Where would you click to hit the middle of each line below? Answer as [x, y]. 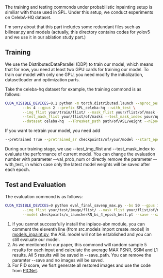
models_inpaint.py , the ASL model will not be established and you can [82, 234]
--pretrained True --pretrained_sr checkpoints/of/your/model [69, 140]
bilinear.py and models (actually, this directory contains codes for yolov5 [78, 32]
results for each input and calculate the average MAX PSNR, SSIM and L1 [85, 250]
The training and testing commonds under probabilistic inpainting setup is [79, 7]
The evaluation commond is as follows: [44, 196]
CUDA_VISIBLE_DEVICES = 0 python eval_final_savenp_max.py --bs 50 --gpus [80, 205]
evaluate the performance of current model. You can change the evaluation [80, 154]
